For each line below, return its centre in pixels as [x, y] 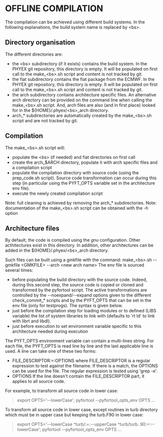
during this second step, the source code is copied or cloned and [78, 285]
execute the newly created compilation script [57, 193]
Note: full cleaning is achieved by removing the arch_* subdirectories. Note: [81, 203]
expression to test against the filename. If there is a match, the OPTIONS [85, 366]
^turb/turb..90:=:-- [136, 424]
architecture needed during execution [50, 331]
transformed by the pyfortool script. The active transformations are [80, 290]
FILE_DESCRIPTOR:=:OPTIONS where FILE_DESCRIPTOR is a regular [81, 361]
